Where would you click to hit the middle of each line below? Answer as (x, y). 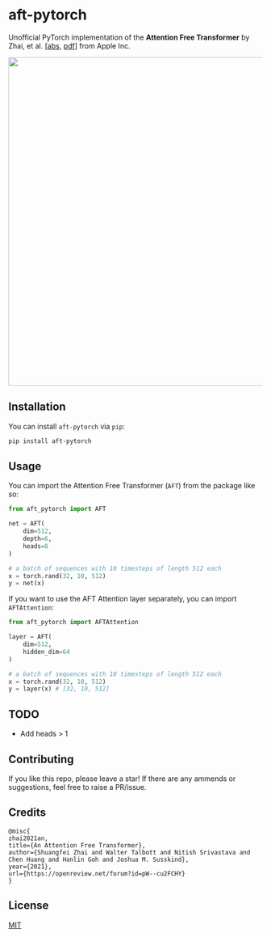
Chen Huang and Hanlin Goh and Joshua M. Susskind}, (99, 859)
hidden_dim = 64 (46, 652)
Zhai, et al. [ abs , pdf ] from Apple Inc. (69, 45)
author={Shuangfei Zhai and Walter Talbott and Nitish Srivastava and (129, 852)
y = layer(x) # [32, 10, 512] (59, 689)
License (29, 906)
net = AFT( (27, 524)
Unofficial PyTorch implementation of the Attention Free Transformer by (129, 37)
